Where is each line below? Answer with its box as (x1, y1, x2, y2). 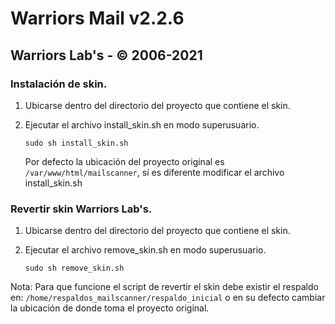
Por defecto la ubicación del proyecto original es (24, 155, 225, 167)
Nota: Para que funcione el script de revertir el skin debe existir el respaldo (10, 281, 319, 293)
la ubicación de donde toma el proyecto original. (10, 302, 210, 314)
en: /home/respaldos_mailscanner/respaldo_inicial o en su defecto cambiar (10, 292, 326, 304)
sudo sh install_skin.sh (24, 138, 129, 148)
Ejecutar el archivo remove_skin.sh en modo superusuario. (24, 244, 267, 256)
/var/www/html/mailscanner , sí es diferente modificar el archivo (24, 166, 285, 178)
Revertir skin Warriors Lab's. (10, 202, 153, 216)
